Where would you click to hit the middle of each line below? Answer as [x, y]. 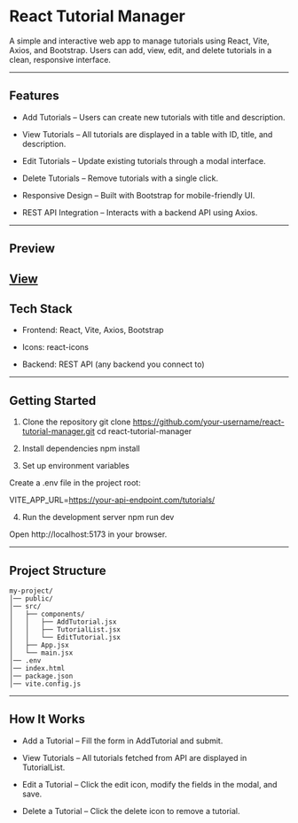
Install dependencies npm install [81, 448]
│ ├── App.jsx [39, 645]
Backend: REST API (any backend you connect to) [114, 364]
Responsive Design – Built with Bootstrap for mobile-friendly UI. [138, 195]
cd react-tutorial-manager [144, 431]
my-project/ [31, 591]
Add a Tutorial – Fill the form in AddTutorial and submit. [122, 741]
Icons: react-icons [55, 347]
